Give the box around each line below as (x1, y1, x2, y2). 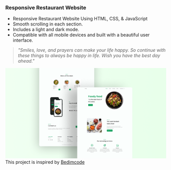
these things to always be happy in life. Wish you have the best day (17, 52, 161, 59)
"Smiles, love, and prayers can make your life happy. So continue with (17, 47, 166, 53)
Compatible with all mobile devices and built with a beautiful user (12, 32, 150, 38)
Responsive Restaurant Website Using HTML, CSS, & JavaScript (12, 16, 148, 22)
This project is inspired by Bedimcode (5, 159, 85, 165)
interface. (12, 37, 33, 43)
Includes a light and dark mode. (12, 26, 80, 33)
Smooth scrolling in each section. (12, 21, 83, 27)
